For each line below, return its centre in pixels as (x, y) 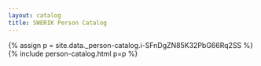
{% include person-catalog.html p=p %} (73, 53)
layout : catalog (35, 15)
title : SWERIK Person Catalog (58, 23)
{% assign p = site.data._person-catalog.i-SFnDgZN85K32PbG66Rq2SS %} (131, 45)
